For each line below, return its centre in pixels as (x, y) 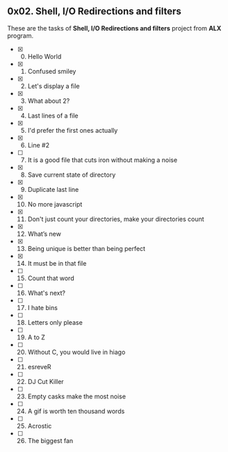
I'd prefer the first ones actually (73, 130)
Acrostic (40, 426)
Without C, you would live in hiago (76, 352)
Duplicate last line (53, 189)
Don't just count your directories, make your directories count (116, 219)
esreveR (39, 366)
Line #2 (39, 145)
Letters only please (55, 322)
